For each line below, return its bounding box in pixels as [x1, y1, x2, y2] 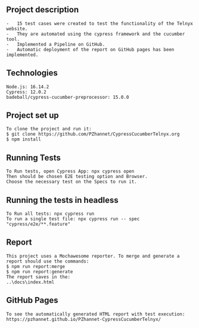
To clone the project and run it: [6, 126, 92, 132]
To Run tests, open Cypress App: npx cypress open [6, 168, 135, 174]
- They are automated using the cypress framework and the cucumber [6, 31, 185, 37]
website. [6, 26, 28, 32]
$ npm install [6, 136, 42, 142]
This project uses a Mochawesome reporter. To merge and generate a [6, 253, 180, 259]
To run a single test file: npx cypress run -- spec [6, 216, 140, 222]
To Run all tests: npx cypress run [6, 211, 95, 217]
